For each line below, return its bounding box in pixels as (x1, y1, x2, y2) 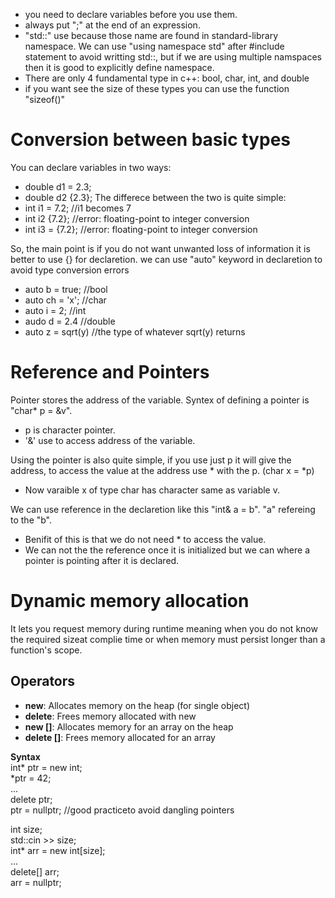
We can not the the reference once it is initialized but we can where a (24, 544, 311, 556)
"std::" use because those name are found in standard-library (24, 30, 279, 41)
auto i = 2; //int (24, 304, 87, 316)
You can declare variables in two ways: (10, 161, 172, 173)
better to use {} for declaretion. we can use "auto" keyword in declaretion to (10, 253, 323, 265)
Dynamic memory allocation (10, 590, 250, 613)
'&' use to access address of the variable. (24, 434, 196, 446)
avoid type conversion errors (10, 264, 130, 276)
